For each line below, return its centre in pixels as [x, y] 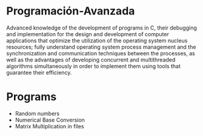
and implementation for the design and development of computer [88, 34]
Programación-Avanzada [71, 11]
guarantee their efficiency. [39, 72]
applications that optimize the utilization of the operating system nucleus [97, 40]
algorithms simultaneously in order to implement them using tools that [93, 66]
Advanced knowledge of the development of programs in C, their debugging [101, 28]
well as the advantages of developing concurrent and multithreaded [91, 60]
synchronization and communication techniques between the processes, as [101, 53]
